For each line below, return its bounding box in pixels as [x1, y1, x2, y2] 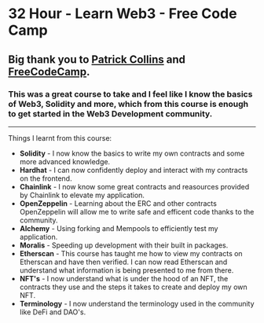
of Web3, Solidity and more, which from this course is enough [8, 98, 249, 109]
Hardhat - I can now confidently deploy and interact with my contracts [19, 165, 248, 174]
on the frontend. [19, 174, 72, 183]
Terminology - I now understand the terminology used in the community [19, 299, 255, 308]
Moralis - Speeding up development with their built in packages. [19, 240, 229, 250]
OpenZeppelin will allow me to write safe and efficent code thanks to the [19, 207, 255, 216]
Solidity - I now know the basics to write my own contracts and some [19, 149, 245, 158]
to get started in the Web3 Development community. [8, 108, 213, 119]
